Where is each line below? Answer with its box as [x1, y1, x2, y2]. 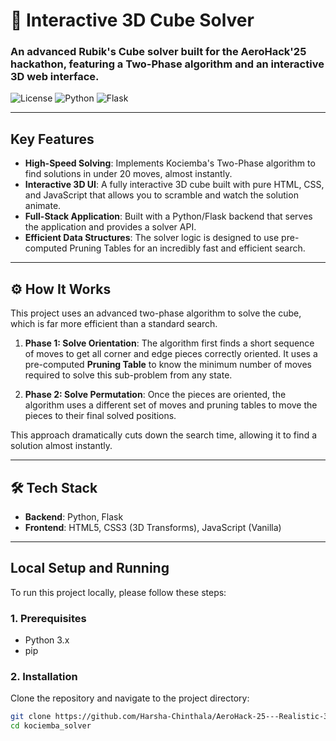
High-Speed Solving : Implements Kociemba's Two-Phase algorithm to [24, 157, 316, 169]
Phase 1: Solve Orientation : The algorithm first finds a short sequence [24, 337, 315, 349]
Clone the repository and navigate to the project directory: [10, 692, 250, 704]
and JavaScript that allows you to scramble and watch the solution [24, 189, 299, 201]
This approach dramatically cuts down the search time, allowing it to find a [10, 429, 318, 441]
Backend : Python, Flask [24, 510, 124, 523]
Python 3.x [24, 634, 70, 646]
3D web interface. [10, 70, 100, 84]
